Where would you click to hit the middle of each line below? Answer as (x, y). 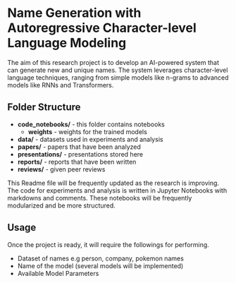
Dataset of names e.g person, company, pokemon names (101, 258)
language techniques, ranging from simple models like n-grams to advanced (118, 77)
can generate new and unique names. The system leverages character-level (118, 70)
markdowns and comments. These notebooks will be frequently (100, 198)
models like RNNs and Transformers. (61, 85)
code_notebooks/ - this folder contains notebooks (91, 124)
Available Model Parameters (58, 273)
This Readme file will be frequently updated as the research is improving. (113, 183)
